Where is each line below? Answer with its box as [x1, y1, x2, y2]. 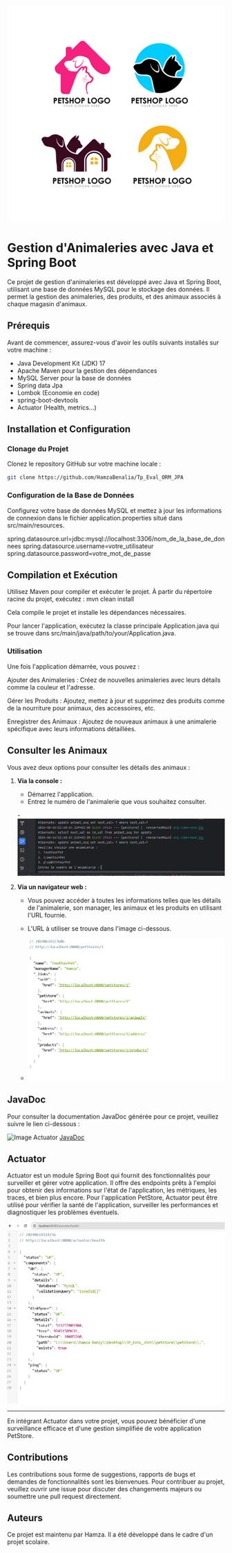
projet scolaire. [7, 1538, 50, 1546]
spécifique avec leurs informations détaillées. [7, 724, 137, 732]
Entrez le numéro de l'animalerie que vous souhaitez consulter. [27, 797, 206, 805]
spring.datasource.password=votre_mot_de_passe [7, 549, 151, 557]
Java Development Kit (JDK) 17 [17, 359, 106, 367]
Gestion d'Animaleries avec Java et [7, 240, 214, 256]
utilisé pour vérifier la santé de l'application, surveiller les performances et [7, 1201, 219, 1209]
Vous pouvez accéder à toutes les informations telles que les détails [27, 896, 222, 904]
